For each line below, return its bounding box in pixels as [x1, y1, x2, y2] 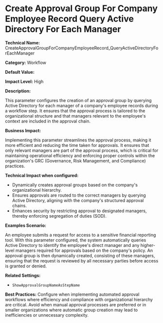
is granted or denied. [5, 263, 47, 269]
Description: [5, 88, 31, 94]
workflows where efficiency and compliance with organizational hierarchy [5, 296, 153, 303]
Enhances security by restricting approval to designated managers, [12, 208, 147, 214]
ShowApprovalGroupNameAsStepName [12, 283, 80, 288]
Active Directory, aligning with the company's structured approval [12, 197, 144, 203]
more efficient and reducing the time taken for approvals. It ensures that [5, 142, 149, 148]
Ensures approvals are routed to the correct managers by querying [12, 192, 146, 198]
